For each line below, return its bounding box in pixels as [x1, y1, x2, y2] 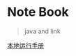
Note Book [7, 4, 69, 20]
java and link [24, 27, 61, 35]
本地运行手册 [7, 41, 44, 49]
